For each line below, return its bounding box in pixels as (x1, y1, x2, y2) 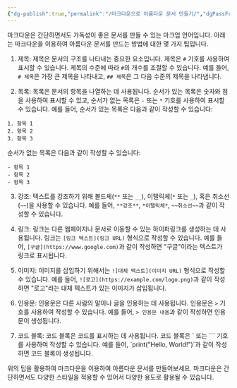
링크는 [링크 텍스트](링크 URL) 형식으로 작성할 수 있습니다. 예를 (44, 234, 215, 242)
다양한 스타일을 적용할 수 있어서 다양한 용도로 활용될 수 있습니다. (37, 372, 214, 381)
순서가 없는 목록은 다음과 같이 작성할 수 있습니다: (7, 148, 141, 157)
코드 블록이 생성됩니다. (30, 348, 94, 357)
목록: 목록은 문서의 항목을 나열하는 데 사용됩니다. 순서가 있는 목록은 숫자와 (17, 87, 221, 95)
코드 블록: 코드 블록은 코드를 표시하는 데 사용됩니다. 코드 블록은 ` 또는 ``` (17, 331, 215, 339)
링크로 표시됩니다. (17, 251, 67, 260)
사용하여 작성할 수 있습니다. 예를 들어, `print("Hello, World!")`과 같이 (25, 340, 214, 348)
